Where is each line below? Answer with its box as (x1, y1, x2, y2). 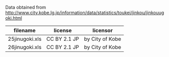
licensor (92, 27, 113, 34)
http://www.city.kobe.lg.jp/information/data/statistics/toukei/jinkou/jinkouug (5, 10, 164, 16)
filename (13, 27, 36, 34)
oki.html (5, 15, 22, 21)
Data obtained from (5, 5, 46, 10)
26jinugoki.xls (8, 44, 42, 50)
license (53, 27, 72, 34)
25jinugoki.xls (8, 35, 42, 42)
